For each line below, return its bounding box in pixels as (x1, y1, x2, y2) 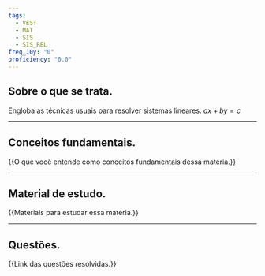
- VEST (15, 19, 37, 27)
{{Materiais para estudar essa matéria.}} (8, 208, 140, 218)
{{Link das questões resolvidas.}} (8, 259, 117, 269)
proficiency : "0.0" (8, 56, 73, 64)
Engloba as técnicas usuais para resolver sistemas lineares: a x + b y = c (8, 106, 241, 115)
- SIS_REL (15, 41, 47, 49)
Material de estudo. (8, 187, 106, 200)
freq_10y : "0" (8, 48, 55, 56)
